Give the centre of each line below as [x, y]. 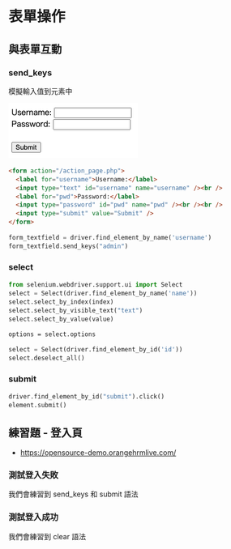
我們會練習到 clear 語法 [47, 536]
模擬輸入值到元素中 [41, 91]
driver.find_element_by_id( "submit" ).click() [86, 397]
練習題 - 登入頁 [45, 433]
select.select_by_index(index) [61, 302]
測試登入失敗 [34, 475]
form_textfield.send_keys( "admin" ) [68, 246]
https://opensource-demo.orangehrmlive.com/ [98, 453]
